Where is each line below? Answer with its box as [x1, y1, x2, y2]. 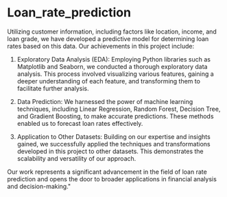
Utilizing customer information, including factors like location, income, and [7, 27, 217, 36]
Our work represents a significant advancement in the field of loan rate [7, 168, 207, 176]
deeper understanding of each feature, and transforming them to [16, 77, 201, 85]
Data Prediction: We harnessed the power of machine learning [16, 97, 193, 105]
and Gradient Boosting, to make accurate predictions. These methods [16, 111, 214, 120]
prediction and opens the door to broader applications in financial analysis [7, 174, 217, 183]
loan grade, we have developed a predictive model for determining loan [7, 34, 209, 42]
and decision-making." [7, 182, 71, 190]
